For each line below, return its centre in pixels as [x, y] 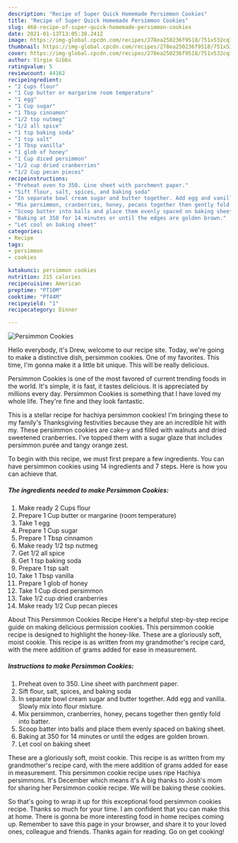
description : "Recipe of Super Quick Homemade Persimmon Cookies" [108, 14]
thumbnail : [24, 47]
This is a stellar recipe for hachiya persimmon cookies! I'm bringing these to [118, 415]
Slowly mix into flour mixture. [60, 706]
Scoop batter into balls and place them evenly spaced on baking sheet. [121, 729]
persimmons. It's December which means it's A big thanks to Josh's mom [115, 781]
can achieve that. [33, 474]
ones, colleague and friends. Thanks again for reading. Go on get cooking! [116, 832]
